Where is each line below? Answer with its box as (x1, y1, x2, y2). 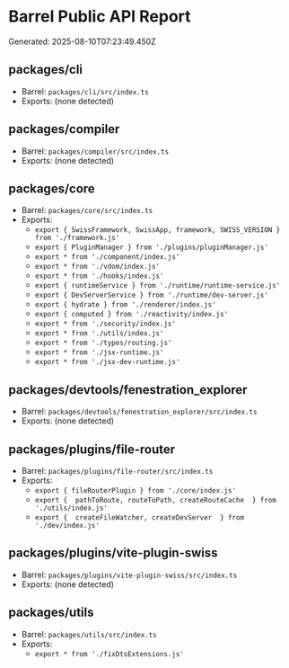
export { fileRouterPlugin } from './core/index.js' (34, 486, 237, 495)
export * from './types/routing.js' (34, 339, 172, 348)
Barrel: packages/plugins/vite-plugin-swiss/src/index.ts (21, 569, 238, 580)
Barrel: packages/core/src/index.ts (21, 205, 153, 216)
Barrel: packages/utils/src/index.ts (21, 628, 158, 639)
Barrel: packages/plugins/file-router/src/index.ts (21, 466, 214, 476)
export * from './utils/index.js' (34, 329, 164, 338)
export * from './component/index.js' (34, 253, 180, 262)
